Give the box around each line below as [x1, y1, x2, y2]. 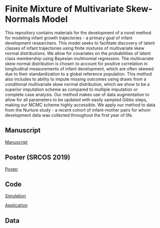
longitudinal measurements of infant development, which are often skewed [5, 65, 154, 71]
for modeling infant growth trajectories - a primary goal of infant [5, 35, 133, 41]
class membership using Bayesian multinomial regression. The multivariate [5, 55, 154, 61]
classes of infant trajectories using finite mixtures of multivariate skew [5, 45, 145, 51]
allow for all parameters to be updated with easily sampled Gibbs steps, [5, 97, 147, 102]
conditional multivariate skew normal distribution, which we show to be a [5, 81, 150, 87]
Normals [5, 14, 40, 25]
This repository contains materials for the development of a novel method [5, 30, 151, 35]
